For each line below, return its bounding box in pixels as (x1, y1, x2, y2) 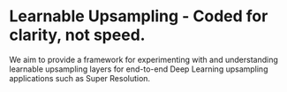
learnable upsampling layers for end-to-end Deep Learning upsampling (9, 64, 268, 74)
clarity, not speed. (9, 25, 146, 45)
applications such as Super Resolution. (9, 73, 151, 83)
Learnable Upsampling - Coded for (9, 6, 268, 27)
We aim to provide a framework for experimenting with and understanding (9, 54, 278, 65)
